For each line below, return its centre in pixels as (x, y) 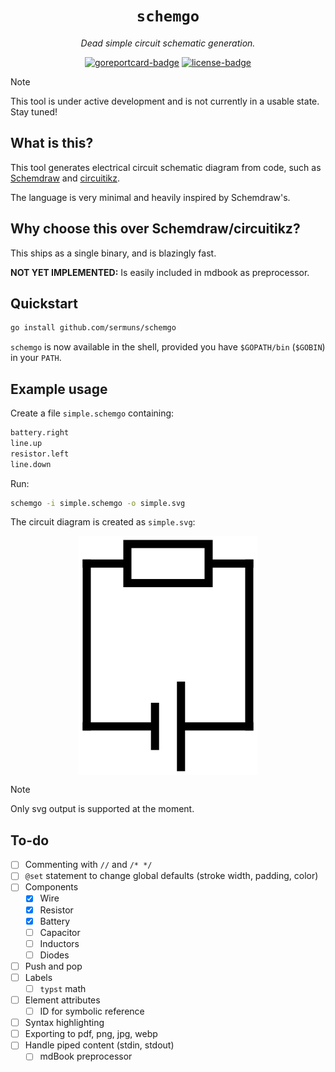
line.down (31, 464)
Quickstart (44, 303)
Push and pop (53, 966)
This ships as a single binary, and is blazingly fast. (113, 253)
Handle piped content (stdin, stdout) (99, 1045)
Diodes (54, 955)
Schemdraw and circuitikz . (65, 178)
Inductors (59, 943)
